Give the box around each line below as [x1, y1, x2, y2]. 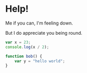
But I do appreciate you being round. [5, 30, 83, 36]
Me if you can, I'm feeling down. [5, 20, 73, 26]
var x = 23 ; [5, 39, 31, 45]
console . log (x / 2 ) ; [5, 44, 50, 50]
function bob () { [5, 54, 42, 59]
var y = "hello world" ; [14, 58, 66, 64]
